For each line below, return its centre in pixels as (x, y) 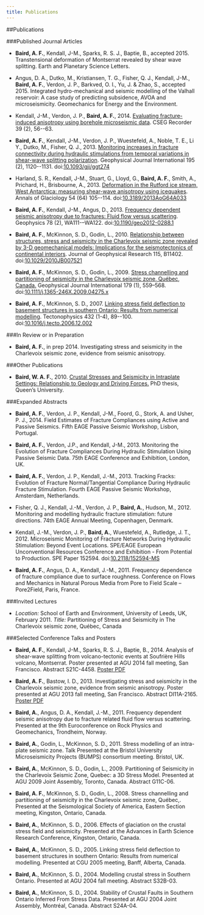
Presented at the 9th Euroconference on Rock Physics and (89, 725)
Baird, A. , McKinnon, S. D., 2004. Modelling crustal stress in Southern (103, 874)
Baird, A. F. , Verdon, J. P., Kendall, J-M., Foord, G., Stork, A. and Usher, (104, 414)
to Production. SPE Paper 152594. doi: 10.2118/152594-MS (87, 558)
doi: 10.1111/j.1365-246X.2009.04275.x (62, 291)
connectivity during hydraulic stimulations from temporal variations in (102, 153)
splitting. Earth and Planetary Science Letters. (72, 66)
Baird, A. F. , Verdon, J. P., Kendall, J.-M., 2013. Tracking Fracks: (95, 476)
